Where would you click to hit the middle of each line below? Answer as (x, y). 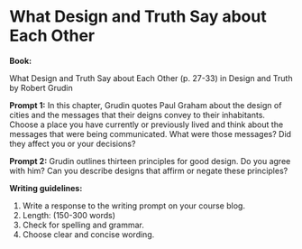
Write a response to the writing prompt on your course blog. (134, 206)
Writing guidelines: (46, 188)
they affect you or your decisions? (73, 143)
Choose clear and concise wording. (88, 234)
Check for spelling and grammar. (83, 225)
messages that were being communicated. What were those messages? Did (150, 134)
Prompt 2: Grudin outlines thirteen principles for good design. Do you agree (150, 161)
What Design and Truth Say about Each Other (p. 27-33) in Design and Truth (151, 78)
